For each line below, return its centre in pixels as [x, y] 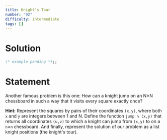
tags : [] [14, 24]
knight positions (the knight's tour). [41, 132]
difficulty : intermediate [32, 19]
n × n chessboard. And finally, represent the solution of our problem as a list [82, 126]
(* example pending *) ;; [31, 62]
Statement [28, 82]
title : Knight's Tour [28, 10]
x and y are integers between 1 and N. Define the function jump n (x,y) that [83, 116]
